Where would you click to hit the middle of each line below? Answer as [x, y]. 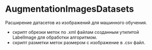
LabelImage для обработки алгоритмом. [55, 37]
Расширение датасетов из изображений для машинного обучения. [76, 23]
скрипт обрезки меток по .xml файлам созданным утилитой [76, 32]
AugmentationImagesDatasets [70, 9]
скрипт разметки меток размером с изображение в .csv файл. [79, 42]
